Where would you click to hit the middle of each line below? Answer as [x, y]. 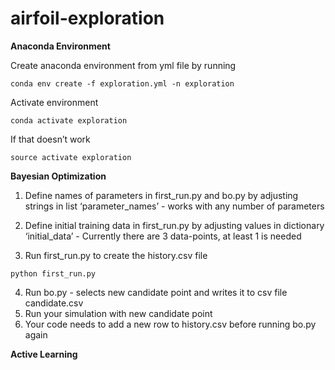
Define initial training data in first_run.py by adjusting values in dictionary [174, 225]
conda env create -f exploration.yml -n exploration [122, 83]
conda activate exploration [69, 120]
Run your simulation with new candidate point [118, 313]
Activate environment [54, 102]
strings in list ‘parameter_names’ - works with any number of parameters [174, 206]
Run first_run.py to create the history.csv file [116, 255]
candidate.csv [54, 303]
